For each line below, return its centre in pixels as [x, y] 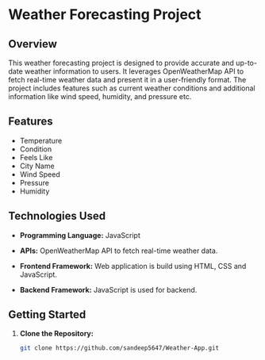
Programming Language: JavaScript [80, 235]
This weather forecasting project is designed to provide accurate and [121, 63]
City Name [37, 166]
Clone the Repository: [56, 334]
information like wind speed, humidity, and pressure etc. [100, 96]
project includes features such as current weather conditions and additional [132, 88]
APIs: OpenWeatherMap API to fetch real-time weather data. [119, 251]
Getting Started [47, 315]
